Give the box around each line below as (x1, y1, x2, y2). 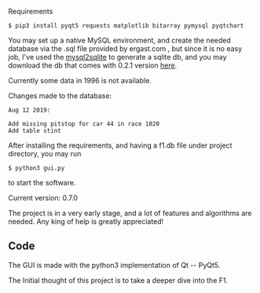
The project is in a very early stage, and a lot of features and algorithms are (8, 208, 252, 218)
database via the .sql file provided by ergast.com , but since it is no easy (8, 44, 243, 53)
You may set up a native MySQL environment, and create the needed (8, 35, 232, 45)
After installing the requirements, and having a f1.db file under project (8, 141, 233, 150)
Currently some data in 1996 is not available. (8, 76, 152, 85)
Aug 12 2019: (8, 106, 51, 114)
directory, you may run (8, 149, 82, 158)
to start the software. (8, 178, 76, 187)
